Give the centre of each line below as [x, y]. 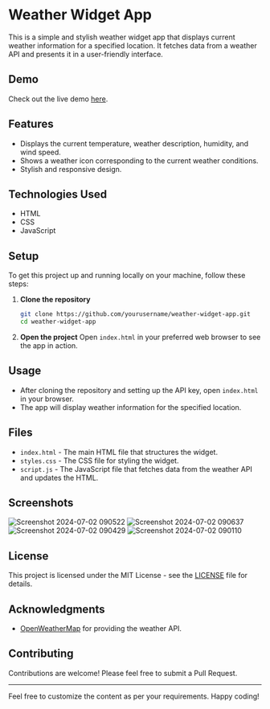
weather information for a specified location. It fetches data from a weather [133, 45]
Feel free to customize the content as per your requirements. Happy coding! [134, 696]
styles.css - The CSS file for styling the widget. [99, 461]
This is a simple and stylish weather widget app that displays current [122, 37]
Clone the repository [55, 300]
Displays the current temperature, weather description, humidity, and [134, 143]
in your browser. [47, 399]
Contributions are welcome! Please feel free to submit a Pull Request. [123, 673]
